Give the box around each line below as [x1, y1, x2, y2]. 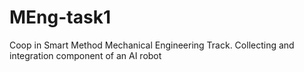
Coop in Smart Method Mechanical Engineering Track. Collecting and [9, 39, 295, 51]
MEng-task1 [9, 6, 111, 29]
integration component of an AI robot [9, 49, 162, 61]
